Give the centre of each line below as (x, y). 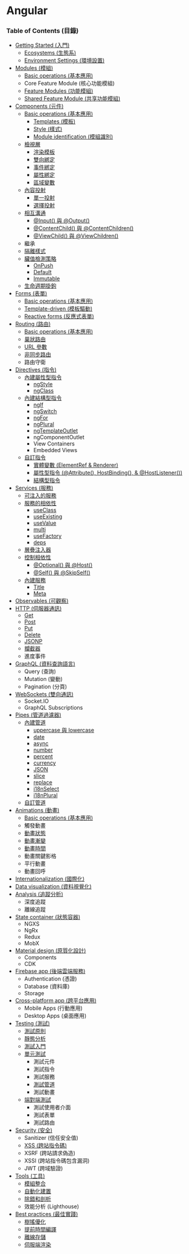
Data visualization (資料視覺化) (53, 887)
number (43, 750)
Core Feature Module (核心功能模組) (69, 84)
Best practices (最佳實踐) (46, 1214)
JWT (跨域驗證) (43, 1169)
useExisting (48, 517)
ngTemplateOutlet (56, 431)
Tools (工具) (30, 1176)
